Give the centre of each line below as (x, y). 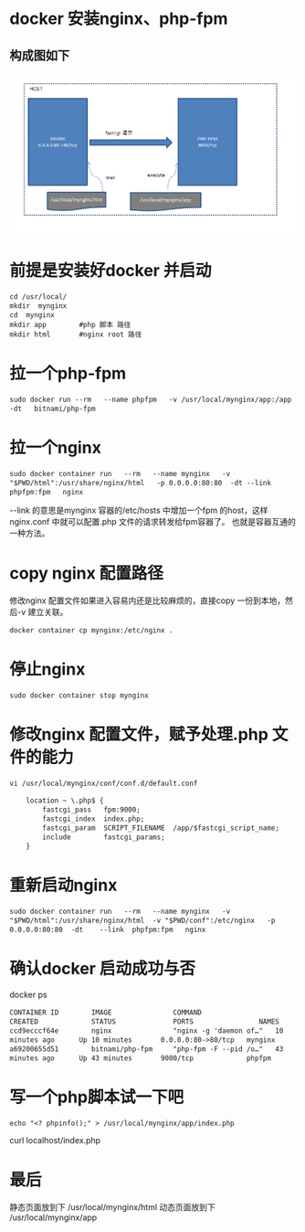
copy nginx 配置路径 (87, 574)
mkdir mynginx (38, 306)
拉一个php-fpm (68, 373)
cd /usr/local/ (38, 297)
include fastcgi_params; (104, 837)
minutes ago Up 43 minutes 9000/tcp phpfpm (141, 1058)
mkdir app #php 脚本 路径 (70, 325)
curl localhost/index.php (55, 1140)
